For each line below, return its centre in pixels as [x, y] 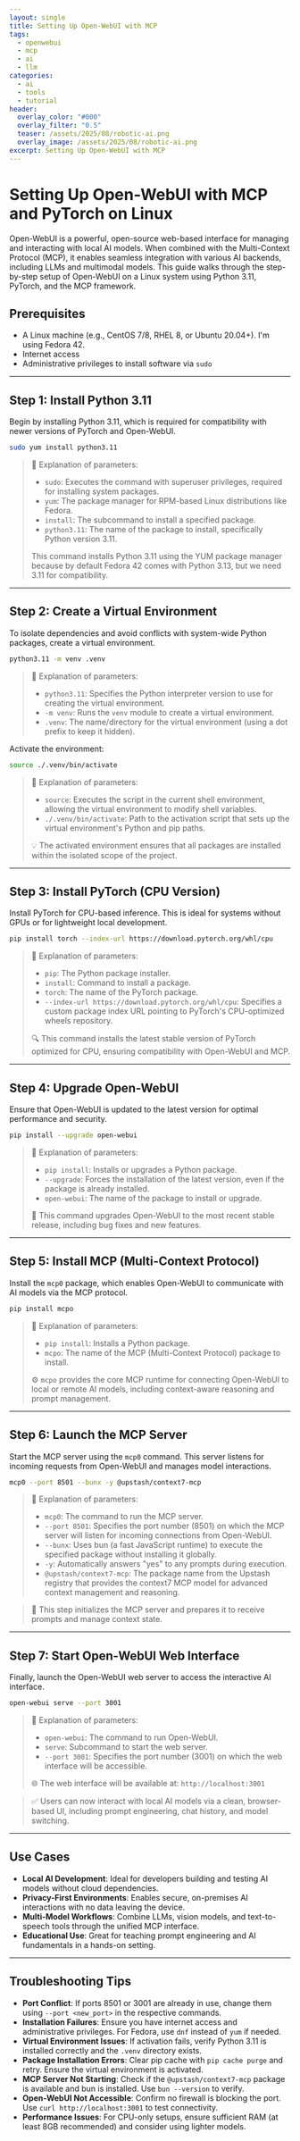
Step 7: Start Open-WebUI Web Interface [125, 1656]
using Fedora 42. [54, 345]
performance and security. [58, 1119]
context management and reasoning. [112, 1593]
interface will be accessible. [96, 1766]
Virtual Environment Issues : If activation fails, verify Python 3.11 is [144, 2041]
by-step [24, 276]
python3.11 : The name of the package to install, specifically [154, 530]
